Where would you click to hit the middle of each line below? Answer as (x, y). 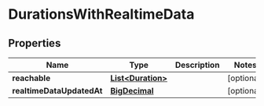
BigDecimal (132, 91)
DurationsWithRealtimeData (101, 14)
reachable (31, 78)
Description (197, 65)
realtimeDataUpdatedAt (57, 91)
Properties (35, 43)
